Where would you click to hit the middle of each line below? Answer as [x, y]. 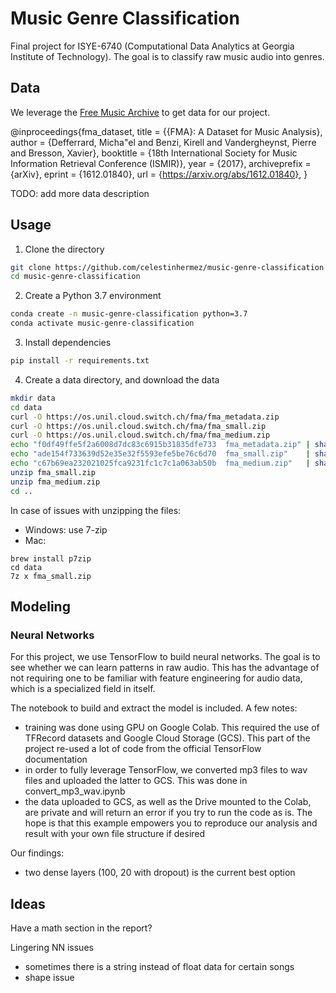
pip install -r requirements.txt [80, 361]
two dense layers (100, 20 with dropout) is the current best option [160, 873]
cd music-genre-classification [75, 277]
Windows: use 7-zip [66, 529]
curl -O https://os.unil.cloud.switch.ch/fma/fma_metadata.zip [145, 417]
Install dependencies [68, 343]
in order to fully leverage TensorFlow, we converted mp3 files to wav [166, 770]
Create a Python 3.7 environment [93, 296]
